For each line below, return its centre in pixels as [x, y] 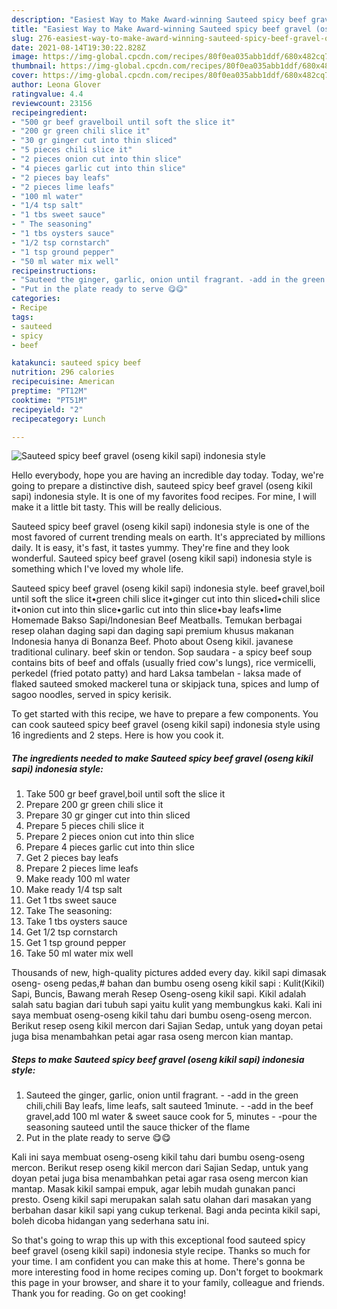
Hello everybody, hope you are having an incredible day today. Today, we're [167, 475]
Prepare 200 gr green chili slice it [94, 805]
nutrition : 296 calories [63, 372]
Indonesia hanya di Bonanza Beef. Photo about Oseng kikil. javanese [152, 642]
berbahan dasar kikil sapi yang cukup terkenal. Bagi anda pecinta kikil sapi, [166, 1210]
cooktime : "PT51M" [49, 400]
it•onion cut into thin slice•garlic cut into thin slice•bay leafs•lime [146, 610]
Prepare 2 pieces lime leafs [82, 868]
